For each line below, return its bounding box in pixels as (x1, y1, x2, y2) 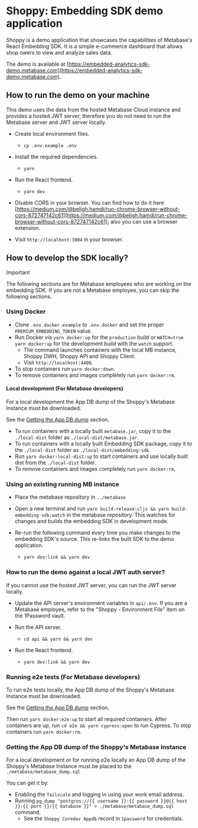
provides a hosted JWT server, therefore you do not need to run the (6, 112, 171, 119)
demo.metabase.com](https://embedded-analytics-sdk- (6, 66, 143, 74)
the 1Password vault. (14, 612, 66, 619)
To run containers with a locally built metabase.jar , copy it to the (14, 428, 171, 435)
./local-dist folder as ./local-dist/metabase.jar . (14, 434, 139, 441)
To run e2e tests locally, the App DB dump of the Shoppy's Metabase (6, 686, 174, 693)
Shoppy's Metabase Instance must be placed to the (6, 763, 132, 770)
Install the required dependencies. (14, 153, 99, 160)
